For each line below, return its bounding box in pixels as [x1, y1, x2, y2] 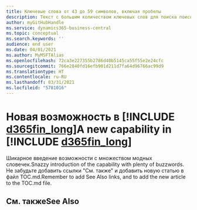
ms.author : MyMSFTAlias [6, 52, 64, 58]
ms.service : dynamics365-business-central [6, 25, 111, 31]
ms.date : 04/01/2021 [6, 47, 57, 53]
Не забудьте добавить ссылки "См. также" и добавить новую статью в [6, 167, 184, 174]
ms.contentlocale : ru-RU [6, 74, 67, 80]
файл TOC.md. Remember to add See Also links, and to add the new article [6, 173, 186, 180]
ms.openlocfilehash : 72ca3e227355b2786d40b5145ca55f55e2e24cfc [6, 57, 164, 63]
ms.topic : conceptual [6, 31, 59, 36]
